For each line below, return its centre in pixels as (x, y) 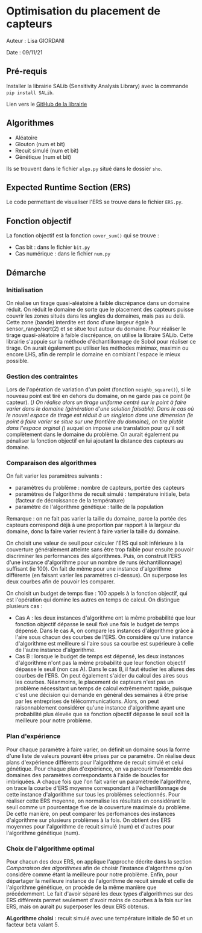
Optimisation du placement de (84, 11)
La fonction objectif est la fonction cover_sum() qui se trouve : (83, 236)
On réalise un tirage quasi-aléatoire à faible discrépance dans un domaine (98, 303)
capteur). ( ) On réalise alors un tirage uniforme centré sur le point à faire (96, 402)
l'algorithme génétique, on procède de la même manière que (81, 887)
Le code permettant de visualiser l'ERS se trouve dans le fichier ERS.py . (95, 202)
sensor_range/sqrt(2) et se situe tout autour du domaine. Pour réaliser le (96, 329)
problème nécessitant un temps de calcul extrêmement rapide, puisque (103, 688)
